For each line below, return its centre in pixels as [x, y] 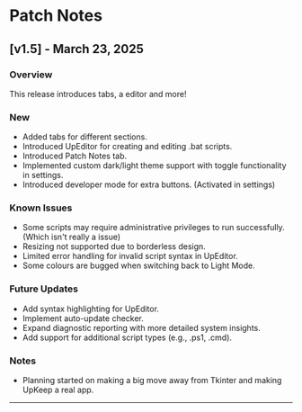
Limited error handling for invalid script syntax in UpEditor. [130, 256]
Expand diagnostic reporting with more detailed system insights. [141, 327]
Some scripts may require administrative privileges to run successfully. [153, 228]
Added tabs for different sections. [85, 137]
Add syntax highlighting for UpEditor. [91, 309]
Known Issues [41, 208]
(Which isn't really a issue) [71, 237]
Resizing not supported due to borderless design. [114, 246]
